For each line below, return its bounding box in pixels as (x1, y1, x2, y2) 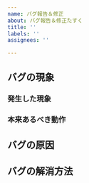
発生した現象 (7, 94, 52, 104)
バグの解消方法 (7, 165, 73, 177)
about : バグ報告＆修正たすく (7, 17, 83, 24)
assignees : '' (7, 37, 50, 44)
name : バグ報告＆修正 (7, 10, 64, 18)
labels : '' (7, 30, 40, 38)
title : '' (7, 23, 37, 30)
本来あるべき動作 (7, 115, 66, 125)
